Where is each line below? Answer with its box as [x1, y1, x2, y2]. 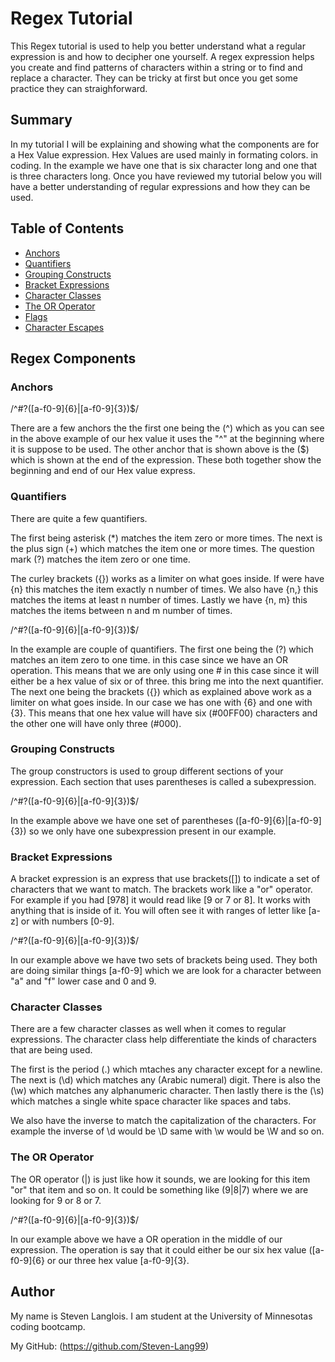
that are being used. [10, 1044, 93, 1056]
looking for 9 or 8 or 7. [10, 1194, 102, 1206]
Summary [10, 112, 73, 129]
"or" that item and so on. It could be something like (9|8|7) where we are [10, 1183, 309, 1196]
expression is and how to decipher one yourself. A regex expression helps [10, 50, 315, 62]
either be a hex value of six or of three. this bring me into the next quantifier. [10, 675, 324, 687]
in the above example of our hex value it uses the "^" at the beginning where [10, 433, 325, 445]
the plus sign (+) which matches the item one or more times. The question [10, 542, 315, 554]
